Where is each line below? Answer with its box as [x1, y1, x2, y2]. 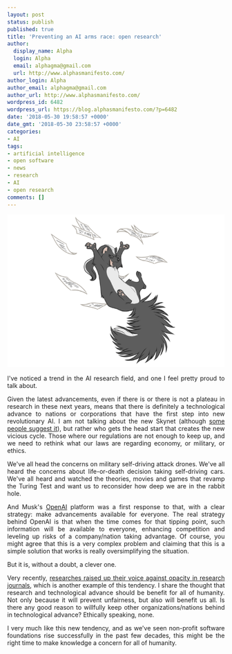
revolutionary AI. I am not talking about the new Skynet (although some [7, 416, 225, 425]
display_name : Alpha [13, 48, 72, 55]
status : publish [7, 18, 54, 26]
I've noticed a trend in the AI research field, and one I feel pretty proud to [7, 374, 225, 382]
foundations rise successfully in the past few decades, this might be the [7, 631, 225, 639]
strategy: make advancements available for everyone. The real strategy [7, 510, 225, 518]
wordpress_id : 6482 [7, 99, 64, 106]
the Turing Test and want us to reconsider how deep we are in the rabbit [7, 481, 225, 490]
